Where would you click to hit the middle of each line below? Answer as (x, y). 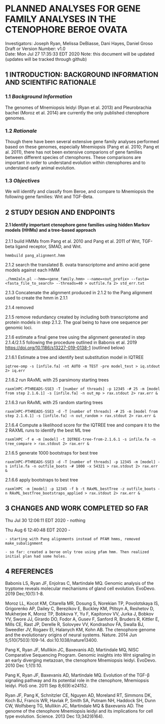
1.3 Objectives (22, 180)
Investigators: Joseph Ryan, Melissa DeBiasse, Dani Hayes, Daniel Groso (79, 43)
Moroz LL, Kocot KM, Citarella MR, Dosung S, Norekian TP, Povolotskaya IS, (82, 603)
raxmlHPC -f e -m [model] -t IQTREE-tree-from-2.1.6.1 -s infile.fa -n (80, 439)
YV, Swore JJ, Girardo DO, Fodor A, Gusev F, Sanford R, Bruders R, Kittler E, (82, 619)
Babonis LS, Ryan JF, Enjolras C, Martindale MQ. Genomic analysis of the (80, 583)
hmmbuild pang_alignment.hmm (35, 256)
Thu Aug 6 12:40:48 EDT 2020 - (38, 530)
